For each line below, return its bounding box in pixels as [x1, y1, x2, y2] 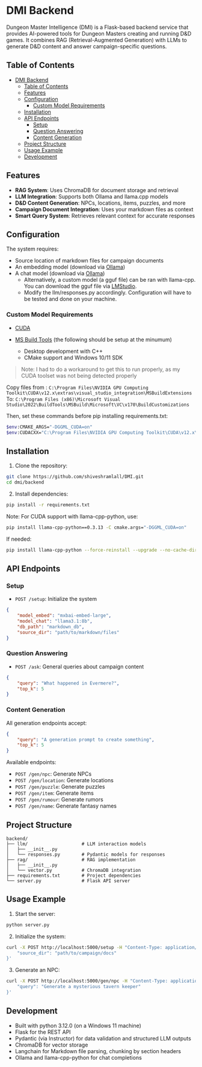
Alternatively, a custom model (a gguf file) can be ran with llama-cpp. [23, 276, 196, 284]
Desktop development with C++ [23, 347, 103, 355]
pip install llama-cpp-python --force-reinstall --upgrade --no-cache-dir [6, 547, 198, 553]
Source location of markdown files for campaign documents [14, 257, 164, 264]
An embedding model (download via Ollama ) [14, 263, 126, 271]
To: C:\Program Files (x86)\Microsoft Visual [6, 395, 121, 402]
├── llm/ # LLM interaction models [6, 841, 147, 847]
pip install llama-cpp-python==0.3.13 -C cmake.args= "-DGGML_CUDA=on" [6, 524, 187, 530]
